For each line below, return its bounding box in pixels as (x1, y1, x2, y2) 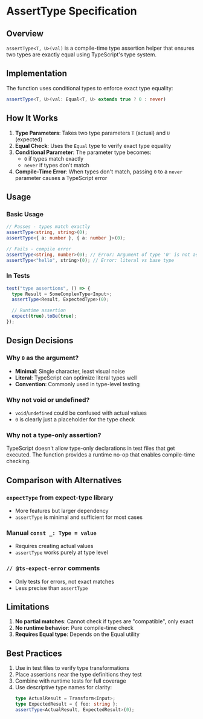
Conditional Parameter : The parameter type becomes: (14, 149, 152, 156)
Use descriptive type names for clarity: (14, 684, 112, 691)
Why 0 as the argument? (6, 353, 79, 362)
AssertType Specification (6, 4, 137, 18)
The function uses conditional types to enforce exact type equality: (6, 84, 173, 92)
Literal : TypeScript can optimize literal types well (14, 374, 137, 381)
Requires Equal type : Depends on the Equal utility (14, 630, 140, 638)
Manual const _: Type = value (6, 529, 97, 537)
